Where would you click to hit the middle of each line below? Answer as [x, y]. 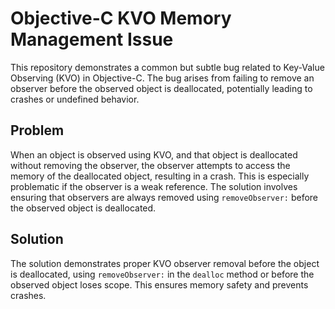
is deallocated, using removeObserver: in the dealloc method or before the [162, 274]
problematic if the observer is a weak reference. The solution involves [154, 186]
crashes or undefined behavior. [75, 99]
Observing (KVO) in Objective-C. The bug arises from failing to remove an [162, 78]
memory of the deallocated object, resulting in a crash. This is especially [160, 176]
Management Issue [92, 39]
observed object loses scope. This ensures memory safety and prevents [159, 284]
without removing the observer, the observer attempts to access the [150, 165]
